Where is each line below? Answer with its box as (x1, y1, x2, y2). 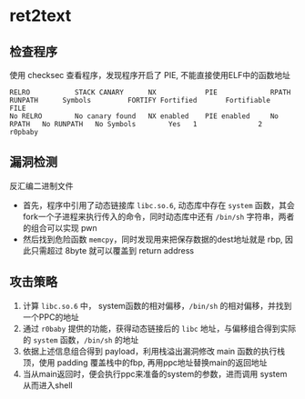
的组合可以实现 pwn (22, 222, 97, 233)
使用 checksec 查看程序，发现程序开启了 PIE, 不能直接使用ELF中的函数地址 (9, 70, 291, 80)
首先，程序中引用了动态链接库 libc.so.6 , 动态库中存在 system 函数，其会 (22, 199, 295, 210)
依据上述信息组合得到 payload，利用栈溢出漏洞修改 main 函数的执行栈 (22, 345, 286, 356)
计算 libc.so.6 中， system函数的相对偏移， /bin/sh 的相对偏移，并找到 (22, 300, 292, 311)
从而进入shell (22, 379, 73, 391)
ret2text (9, 5, 72, 26)
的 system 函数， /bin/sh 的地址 (22, 334, 139, 345)
